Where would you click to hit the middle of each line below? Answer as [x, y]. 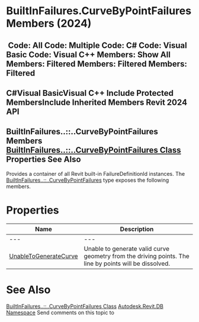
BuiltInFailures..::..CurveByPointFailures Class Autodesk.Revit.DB [85, 306]
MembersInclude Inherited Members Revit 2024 [97, 102]
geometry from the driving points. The [137, 256]
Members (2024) [49, 23]
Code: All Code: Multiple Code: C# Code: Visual [98, 45]
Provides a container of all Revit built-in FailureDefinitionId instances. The [96, 173]
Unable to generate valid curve [127, 249]
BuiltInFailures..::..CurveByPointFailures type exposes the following [88, 180]
